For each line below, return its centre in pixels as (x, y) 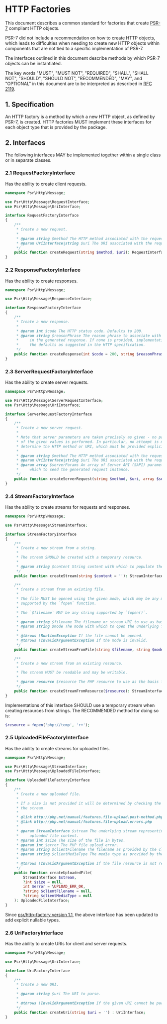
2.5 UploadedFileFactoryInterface (47, 738)
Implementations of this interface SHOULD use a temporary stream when (80, 705)
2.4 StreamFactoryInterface (40, 496)
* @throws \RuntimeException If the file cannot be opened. (80, 636)
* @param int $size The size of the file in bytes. (71, 840)
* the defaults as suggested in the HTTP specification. (81, 345)
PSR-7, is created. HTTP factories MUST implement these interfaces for (78, 122)
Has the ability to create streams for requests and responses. (68, 507)
